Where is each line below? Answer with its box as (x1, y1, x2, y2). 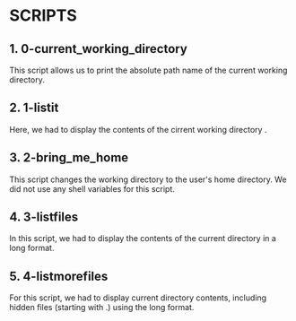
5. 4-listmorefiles (9, 268, 109, 283)
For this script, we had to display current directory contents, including (9, 292, 267, 303)
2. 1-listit (9, 100, 59, 116)
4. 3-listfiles (9, 210, 79, 225)
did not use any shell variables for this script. (9, 183, 175, 194)
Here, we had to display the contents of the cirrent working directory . (9, 124, 267, 134)
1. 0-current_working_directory (9, 41, 188, 56)
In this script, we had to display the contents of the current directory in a (9, 233, 276, 244)
